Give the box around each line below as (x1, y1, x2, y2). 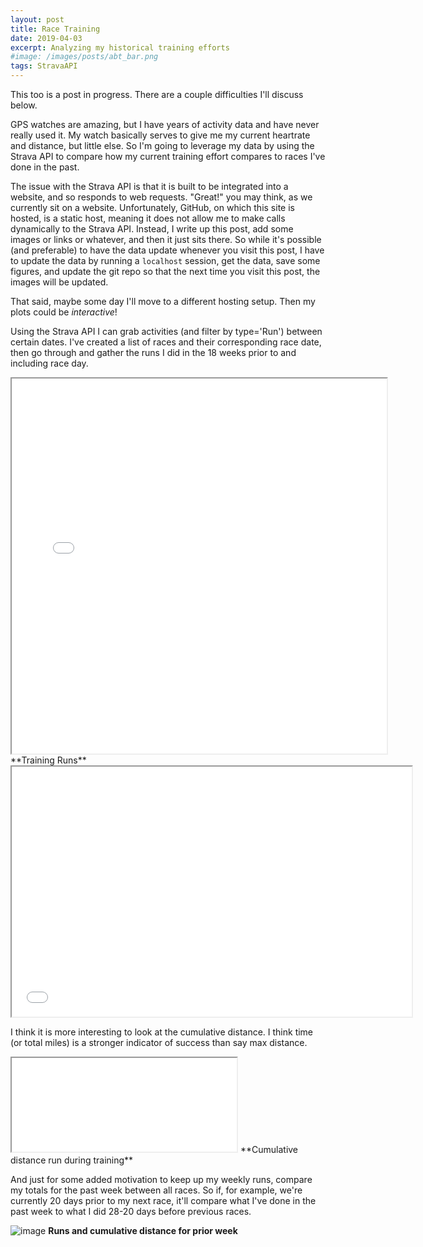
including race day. (10, 357, 89, 369)
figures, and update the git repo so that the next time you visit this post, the (10, 266, 321, 277)
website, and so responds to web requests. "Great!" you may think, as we (10, 191, 313, 203)
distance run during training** (10, 1154, 134, 1166)
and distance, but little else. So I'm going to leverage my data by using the (10, 140, 315, 151)
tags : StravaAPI (10, 61, 78, 71)
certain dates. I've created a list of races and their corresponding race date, (10, 336, 322, 348)
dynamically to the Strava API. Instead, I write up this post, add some (10, 223, 294, 235)
